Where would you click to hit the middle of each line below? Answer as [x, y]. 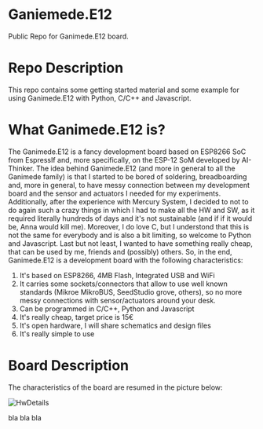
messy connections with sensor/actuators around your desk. [117, 300]
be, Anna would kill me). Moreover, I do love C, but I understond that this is [129, 226]
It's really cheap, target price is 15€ [77, 317]
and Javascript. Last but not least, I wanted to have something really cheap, [130, 243]
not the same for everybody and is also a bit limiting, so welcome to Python [130, 235]
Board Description [69, 365]
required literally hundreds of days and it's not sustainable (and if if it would [130, 218]
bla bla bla [25, 417]
